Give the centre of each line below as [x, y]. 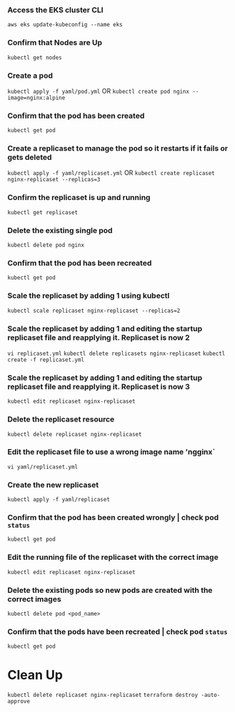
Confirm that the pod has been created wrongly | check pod [113, 518]
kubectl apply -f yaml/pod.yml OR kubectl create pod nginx [99, 91]
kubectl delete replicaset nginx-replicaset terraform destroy [103, 695]
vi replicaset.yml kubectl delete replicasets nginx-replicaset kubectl [116, 354]
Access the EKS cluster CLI [55, 10]
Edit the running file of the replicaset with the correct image [113, 557]
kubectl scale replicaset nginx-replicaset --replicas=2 [94, 311]
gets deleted [30, 157]
